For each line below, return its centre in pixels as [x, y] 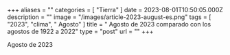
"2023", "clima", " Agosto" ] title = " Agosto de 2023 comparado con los [109, 24]
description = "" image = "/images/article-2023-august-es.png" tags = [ [109, 17]
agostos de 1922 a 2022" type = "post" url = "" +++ [80, 31]
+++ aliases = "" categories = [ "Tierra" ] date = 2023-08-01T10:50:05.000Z [115, 10]
